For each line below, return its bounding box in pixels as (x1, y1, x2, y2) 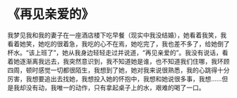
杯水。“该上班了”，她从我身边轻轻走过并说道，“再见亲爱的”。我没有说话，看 (7, 48, 229, 57)
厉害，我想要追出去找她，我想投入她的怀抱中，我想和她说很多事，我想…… (7, 74, 222, 83)
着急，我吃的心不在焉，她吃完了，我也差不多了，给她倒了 (62, 39, 230, 48)
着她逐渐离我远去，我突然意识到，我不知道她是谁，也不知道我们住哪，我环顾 (7, 57, 230, 65)
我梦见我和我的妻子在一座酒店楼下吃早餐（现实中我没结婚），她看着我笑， (7, 31, 221, 39)
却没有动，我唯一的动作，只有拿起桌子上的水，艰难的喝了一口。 (19, 83, 205, 92)
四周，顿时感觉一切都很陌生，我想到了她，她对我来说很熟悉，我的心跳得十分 (7, 66, 230, 74)
